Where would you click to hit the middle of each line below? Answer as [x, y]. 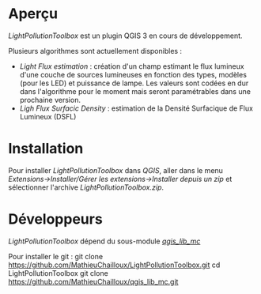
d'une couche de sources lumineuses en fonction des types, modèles [133, 74]
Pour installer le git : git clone [56, 256]
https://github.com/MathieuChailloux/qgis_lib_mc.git [93, 281]
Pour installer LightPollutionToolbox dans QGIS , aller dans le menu [116, 170]
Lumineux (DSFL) [48, 116]
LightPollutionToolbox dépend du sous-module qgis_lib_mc [104, 241]
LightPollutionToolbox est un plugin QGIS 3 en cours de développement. [125, 36]
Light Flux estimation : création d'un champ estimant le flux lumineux [132, 66]
